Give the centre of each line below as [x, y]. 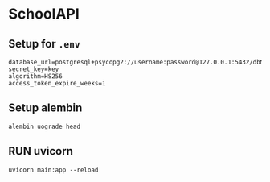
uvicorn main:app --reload [53, 170]
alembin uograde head [45, 126]
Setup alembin [45, 108]
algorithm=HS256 [35, 77]
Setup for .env [44, 44]
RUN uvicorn [41, 151]
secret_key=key [34, 69]
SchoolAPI [44, 14]
